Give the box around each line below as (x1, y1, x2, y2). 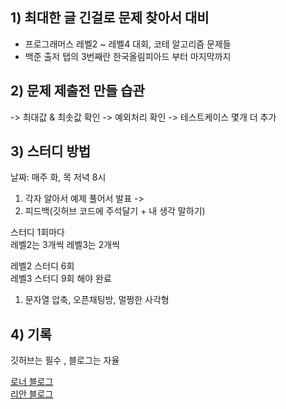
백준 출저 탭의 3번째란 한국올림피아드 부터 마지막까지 (24, 50, 232, 62)
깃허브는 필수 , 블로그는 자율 (10, 354, 120, 367)
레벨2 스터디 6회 (10, 260, 75, 272)
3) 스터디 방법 (10, 143, 92, 160)
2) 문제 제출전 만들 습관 (10, 83, 145, 100)
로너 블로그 (10, 376, 54, 388)
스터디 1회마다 (10, 226, 65, 238)
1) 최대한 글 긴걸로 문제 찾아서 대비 (10, 9, 210, 27)
